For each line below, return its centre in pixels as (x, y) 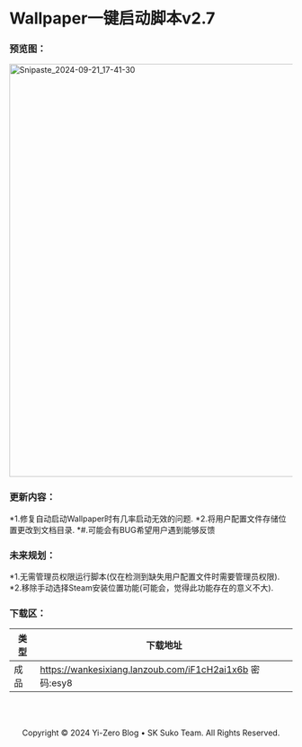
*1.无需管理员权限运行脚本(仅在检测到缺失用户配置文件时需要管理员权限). (145, 577)
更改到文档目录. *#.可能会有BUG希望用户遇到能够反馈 (116, 529)
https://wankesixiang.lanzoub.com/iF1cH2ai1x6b (144, 670)
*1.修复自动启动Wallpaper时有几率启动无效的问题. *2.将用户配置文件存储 (144, 519)
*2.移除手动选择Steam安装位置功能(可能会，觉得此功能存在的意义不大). (142, 588)
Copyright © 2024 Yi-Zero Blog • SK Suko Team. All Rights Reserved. (151, 733)
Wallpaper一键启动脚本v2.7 (112, 18)
